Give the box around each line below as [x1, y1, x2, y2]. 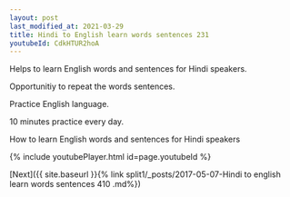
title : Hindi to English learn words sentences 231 [9, 30, 209, 39]
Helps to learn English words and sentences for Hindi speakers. [9, 64, 247, 74]
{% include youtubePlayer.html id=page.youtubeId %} [9, 152, 212, 163]
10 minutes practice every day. [9, 116, 125, 127]
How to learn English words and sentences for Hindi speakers [9, 133, 241, 145]
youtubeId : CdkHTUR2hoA [9, 38, 100, 48]
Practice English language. [9, 99, 109, 110]
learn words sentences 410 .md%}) [9, 179, 141, 190]
